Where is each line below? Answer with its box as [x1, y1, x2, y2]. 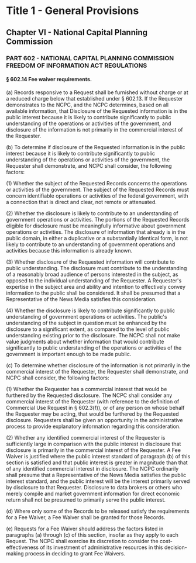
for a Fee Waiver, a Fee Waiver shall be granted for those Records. [6, 513, 166, 521]
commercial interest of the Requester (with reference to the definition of [6, 398, 180, 405]
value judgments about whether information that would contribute [6, 338, 165, 345]
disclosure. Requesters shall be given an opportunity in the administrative [6, 416, 183, 423]
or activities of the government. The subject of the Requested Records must [6, 186, 189, 193]
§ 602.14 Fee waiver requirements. [6, 76, 92, 83]
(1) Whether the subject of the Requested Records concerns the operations [6, 179, 187, 186]
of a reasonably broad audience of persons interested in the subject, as [6, 271, 178, 278]
